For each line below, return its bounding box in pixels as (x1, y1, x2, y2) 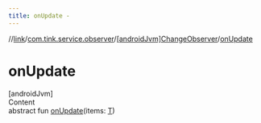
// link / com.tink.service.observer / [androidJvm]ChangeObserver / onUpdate (8, 34, 254, 43)
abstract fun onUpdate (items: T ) (8, 105, 115, 115)
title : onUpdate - (8, 11, 70, 20)
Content (8, 97, 35, 107)
